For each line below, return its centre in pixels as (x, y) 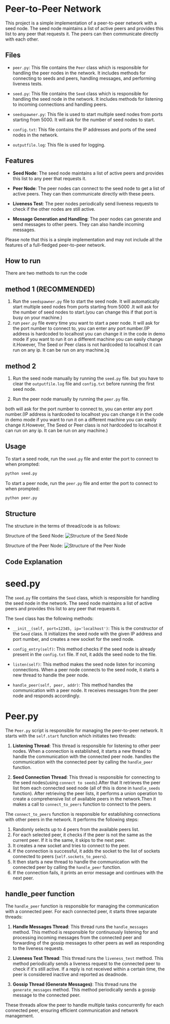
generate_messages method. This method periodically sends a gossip (84, 990)
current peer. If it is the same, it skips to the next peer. (69, 840)
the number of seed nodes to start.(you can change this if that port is (85, 312)
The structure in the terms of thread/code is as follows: (63, 526)
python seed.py (21, 473)
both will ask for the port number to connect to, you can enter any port (79, 409)
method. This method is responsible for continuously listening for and (85, 932)
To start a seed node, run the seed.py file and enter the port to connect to (82, 459)
